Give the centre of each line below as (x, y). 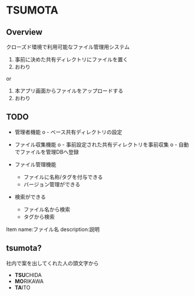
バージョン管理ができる (52, 184)
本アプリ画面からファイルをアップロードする (69, 91)
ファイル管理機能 (35, 164)
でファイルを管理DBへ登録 (47, 152)
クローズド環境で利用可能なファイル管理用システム (68, 47)
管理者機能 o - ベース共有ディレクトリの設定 (68, 132)
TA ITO (22, 287)
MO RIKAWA (29, 281)
